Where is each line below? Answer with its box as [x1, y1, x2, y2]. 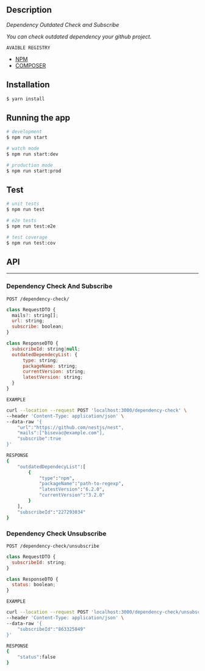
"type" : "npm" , [38, 475, 75, 481]
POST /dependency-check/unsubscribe [6, 543, 99, 549]
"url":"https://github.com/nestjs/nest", [17, 424, 124, 431]
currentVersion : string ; [22, 368, 86, 375]
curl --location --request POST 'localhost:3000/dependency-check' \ [6, 407, 187, 414]
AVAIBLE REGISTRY [6, 45, 51, 51]
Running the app [6, 112, 70, 123]
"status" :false [17, 654, 56, 661]
